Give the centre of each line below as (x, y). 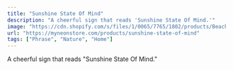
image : (17, 26)
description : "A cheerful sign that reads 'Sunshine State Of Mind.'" (111, 20)
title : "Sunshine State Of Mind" (55, 14)
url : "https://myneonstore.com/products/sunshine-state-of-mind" (103, 33)
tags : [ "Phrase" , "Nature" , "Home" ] (60, 40)
